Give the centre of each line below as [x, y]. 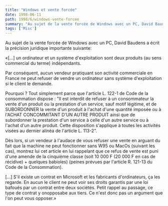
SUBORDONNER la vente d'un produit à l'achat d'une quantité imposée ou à [83, 110]
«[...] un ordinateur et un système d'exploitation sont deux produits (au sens [83, 58]
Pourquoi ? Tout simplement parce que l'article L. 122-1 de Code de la [77, 93]
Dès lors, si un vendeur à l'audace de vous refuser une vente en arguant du [83, 141]
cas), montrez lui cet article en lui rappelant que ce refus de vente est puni [82, 151]
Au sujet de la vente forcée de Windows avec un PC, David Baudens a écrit [82, 43]
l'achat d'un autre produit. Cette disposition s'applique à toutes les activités [83, 126]
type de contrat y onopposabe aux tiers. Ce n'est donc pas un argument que [84, 193]
